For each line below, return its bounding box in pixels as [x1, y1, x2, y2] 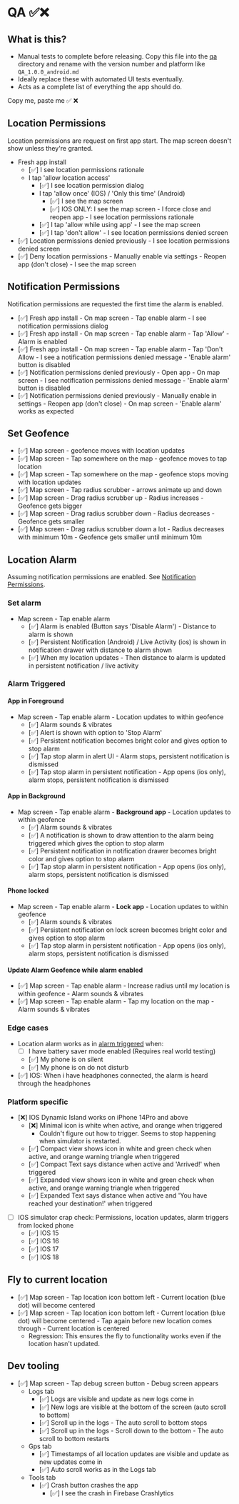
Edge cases [7, 1023, 49, 1033]
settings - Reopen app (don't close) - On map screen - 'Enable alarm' [17, 399, 222, 408]
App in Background [7, 792, 66, 801]
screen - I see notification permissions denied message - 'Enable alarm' [17, 376, 230, 384]
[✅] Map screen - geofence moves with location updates [17, 446, 185, 455]
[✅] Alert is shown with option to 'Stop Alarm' [28, 728, 163, 736]
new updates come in [39, 1458, 103, 1466]
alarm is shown [28, 630, 73, 638]
